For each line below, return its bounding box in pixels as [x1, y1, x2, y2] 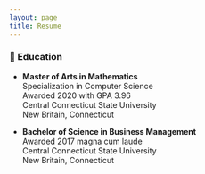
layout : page [9, 12, 58, 22]
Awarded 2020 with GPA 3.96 [21, 90, 132, 101]
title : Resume [9, 21, 62, 30]
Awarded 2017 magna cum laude [21, 136, 143, 146]
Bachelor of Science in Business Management [21, 126, 197, 137]
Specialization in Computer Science [21, 80, 153, 91]
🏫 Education [9, 51, 62, 63]
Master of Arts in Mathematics [21, 70, 138, 81]
